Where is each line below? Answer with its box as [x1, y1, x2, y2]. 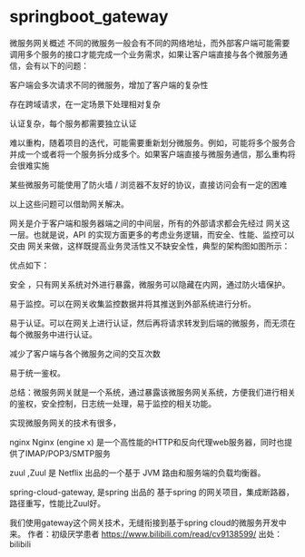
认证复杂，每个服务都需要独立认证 [9, 118, 137, 129]
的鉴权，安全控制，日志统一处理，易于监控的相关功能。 [9, 397, 216, 409]
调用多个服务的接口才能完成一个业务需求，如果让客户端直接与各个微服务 [9, 48, 280, 60]
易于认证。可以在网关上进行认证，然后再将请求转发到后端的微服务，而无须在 [9, 318, 296, 328]
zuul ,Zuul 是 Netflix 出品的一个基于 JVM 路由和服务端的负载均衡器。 [9, 467, 266, 478]
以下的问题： [40, 60, 89, 71]
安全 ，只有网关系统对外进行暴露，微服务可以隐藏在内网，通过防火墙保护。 [9, 278, 290, 289]
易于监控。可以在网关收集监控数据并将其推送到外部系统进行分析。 [9, 298, 256, 309]
